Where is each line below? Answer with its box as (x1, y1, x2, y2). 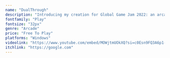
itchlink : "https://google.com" (5, 45, 73, 50)
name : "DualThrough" (5, 7, 49, 13)
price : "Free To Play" (5, 31, 53, 36)
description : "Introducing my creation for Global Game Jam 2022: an (5, 12, 155, 17)
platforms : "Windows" (5, 36, 51, 41)
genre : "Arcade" (5, 26, 39, 31)
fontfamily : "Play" (5, 17, 47, 22)
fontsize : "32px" (5, 21, 42, 27)
